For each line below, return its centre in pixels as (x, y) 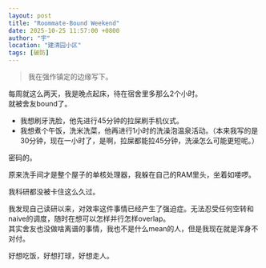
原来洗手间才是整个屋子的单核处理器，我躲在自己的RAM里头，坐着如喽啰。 (132, 174)
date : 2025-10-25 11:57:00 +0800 (64, 30)
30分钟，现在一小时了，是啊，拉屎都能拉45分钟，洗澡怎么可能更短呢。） (139, 140)
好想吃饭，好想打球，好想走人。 (61, 256)
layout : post (30, 16)
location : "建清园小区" (45, 46)
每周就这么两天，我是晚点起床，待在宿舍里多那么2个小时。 (105, 94)
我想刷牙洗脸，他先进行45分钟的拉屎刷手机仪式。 (102, 120)
